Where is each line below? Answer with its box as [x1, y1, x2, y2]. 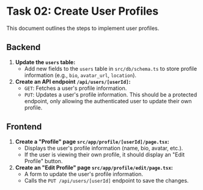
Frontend [6, 122, 42, 132]
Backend [6, 42, 41, 53]
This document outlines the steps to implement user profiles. [6, 24, 160, 32]
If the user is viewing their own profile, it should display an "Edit [24, 151, 185, 158]
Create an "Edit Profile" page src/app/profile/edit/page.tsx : [15, 164, 173, 171]
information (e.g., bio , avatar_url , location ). [24, 71, 136, 79]
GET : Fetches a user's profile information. [24, 84, 127, 92]
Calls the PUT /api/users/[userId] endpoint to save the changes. [24, 177, 189, 184]
